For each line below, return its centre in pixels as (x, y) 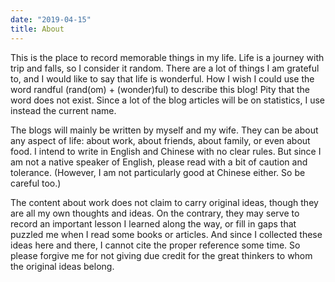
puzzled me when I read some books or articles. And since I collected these (166, 234)
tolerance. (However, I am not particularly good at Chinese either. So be (158, 172)
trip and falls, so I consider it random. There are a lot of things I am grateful (165, 68)
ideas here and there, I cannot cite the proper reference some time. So (155, 245)
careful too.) (36, 183)
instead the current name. (63, 110)
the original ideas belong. (62, 266)
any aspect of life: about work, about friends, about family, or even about (160, 140)
